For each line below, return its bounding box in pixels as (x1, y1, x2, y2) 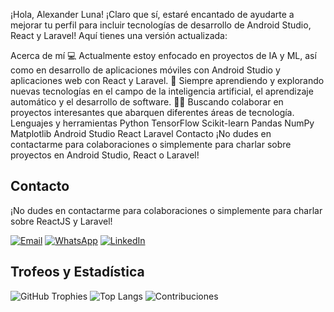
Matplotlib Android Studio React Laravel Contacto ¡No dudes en (10, 128, 272, 139)
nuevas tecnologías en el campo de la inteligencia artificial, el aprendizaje (10, 85, 314, 97)
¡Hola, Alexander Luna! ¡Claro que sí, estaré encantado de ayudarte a (10, 9, 295, 20)
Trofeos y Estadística (10, 264, 145, 281)
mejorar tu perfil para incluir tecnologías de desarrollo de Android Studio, (10, 19, 312, 31)
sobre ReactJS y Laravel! (10, 215, 113, 227)
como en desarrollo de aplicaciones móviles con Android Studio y (10, 64, 281, 76)
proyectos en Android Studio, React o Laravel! (10, 149, 200, 161)
